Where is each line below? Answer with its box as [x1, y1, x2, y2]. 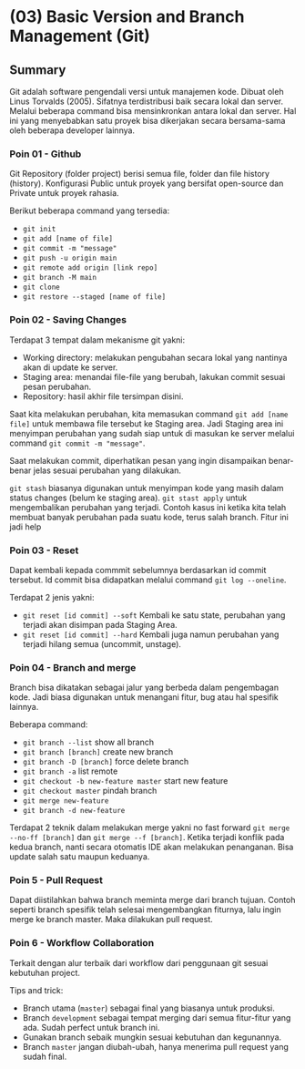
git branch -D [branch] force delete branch [22, 756, 189, 767]
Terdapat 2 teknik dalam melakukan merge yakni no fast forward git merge [9, 822, 290, 833]
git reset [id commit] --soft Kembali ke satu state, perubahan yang [22, 609, 286, 621]
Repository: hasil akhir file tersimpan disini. [22, 390, 184, 402]
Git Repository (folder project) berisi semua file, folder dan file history [9, 169, 270, 180]
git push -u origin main [22, 253, 117, 263]
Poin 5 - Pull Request [9, 874, 103, 887]
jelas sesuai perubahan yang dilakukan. [33, 465, 182, 476]
